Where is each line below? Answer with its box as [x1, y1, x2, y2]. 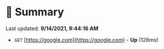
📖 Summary [5, 5, 64, 19]
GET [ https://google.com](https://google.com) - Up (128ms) [14, 36, 159, 43]
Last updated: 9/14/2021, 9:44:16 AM [5, 25, 99, 32]
